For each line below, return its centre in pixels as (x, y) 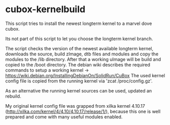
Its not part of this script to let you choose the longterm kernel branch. (79, 39)
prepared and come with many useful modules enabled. (64, 117)
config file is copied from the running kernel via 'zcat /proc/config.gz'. (79, 81)
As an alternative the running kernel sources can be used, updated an (79, 90)
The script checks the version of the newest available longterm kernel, (79, 48)
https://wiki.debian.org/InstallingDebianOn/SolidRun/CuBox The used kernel (85, 75)
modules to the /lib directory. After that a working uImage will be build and (83, 59)
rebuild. (13, 96)
